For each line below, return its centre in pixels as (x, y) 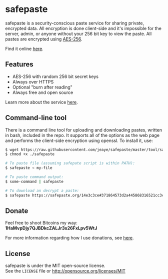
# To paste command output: (34, 177)
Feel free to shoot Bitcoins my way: (41, 223)
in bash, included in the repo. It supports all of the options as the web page (82, 135)
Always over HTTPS (33, 81)
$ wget (12, 149)
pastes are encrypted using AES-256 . (44, 39)
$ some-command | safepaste (34, 181)
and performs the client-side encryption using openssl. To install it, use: (79, 140)
